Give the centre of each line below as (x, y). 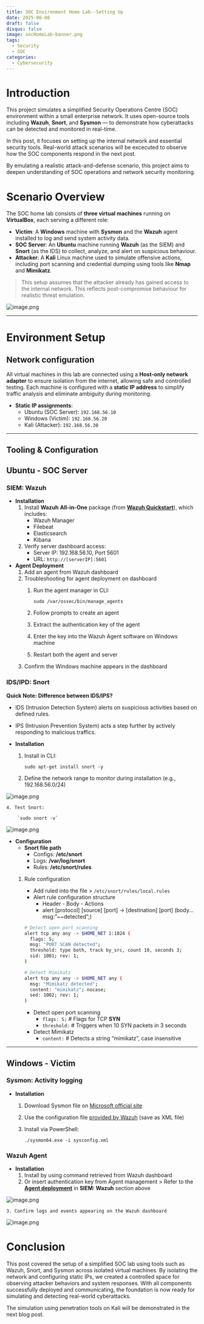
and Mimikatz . (33, 271)
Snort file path (43, 848)
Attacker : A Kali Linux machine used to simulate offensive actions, (98, 258)
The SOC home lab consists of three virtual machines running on (89, 214)
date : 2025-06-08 (28, 18)
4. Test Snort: (25, 807)
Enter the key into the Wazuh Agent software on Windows (105, 636)
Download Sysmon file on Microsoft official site (83, 1106)
